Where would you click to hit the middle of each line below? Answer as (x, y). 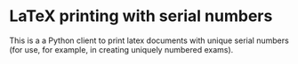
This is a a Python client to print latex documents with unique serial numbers (149, 40)
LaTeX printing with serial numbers (141, 16)
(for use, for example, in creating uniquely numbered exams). (121, 49)
